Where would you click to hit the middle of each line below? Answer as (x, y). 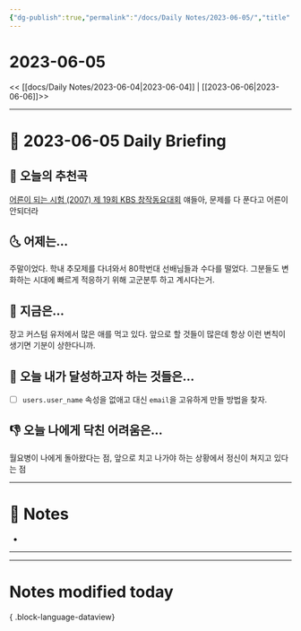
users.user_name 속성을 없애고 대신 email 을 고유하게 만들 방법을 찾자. (145, 399)
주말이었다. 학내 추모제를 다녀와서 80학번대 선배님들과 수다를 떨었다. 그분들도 (145, 269)
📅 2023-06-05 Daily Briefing (118, 141)
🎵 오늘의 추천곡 (48, 176)
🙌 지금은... (37, 311)
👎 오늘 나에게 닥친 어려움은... (86, 431)
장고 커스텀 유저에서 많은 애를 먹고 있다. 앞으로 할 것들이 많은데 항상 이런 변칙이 (148, 334)
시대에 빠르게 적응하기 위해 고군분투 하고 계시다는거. (124, 280)
